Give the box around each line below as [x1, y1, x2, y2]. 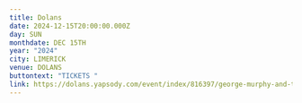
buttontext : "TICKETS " [9, 72, 99, 81]
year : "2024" [9, 47, 58, 56]
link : [9, 80, 30, 89]
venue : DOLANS [9, 64, 63, 73]
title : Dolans [9, 13, 63, 22]
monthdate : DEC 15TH [9, 38, 87, 47]
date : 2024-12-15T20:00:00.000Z [9, 21, 130, 30]
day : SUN [9, 30, 42, 39]
